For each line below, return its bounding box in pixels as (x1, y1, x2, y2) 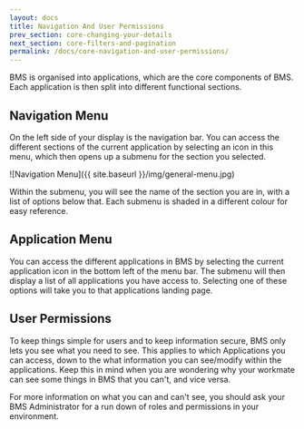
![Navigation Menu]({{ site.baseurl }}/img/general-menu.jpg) (9, 169, 235, 180)
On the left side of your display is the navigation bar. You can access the (9, 132, 279, 142)
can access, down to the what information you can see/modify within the (9, 355, 282, 366)
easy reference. (9, 205, 69, 216)
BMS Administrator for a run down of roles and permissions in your (9, 401, 260, 412)
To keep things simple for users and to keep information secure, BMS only (9, 335, 287, 346)
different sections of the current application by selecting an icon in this (9, 141, 274, 152)
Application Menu (9, 232, 113, 248)
